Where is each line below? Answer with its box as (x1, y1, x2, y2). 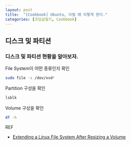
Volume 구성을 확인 (5, 105, 44, 111)
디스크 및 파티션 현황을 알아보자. (5, 53, 79, 60)
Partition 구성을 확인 (5, 85, 46, 91)
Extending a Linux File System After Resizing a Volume (12, 134, 126, 140)
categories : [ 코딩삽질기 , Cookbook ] (5, 17, 77, 22)
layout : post (5, 7, 33, 13)
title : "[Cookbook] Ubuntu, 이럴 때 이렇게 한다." (5, 12, 107, 17)
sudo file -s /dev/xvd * (5, 76, 55, 81)
